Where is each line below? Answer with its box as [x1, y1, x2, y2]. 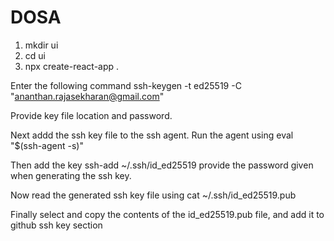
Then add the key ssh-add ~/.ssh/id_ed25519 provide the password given [10, 159, 314, 171]
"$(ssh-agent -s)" [10, 139, 84, 151]
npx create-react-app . [24, 60, 120, 72]
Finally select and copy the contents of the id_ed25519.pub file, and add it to [10, 208, 325, 220]
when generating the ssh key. [10, 169, 132, 181]
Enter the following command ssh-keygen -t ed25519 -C [10, 79, 242, 91]
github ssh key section [10, 219, 103, 231]
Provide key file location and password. [10, 109, 173, 121]
